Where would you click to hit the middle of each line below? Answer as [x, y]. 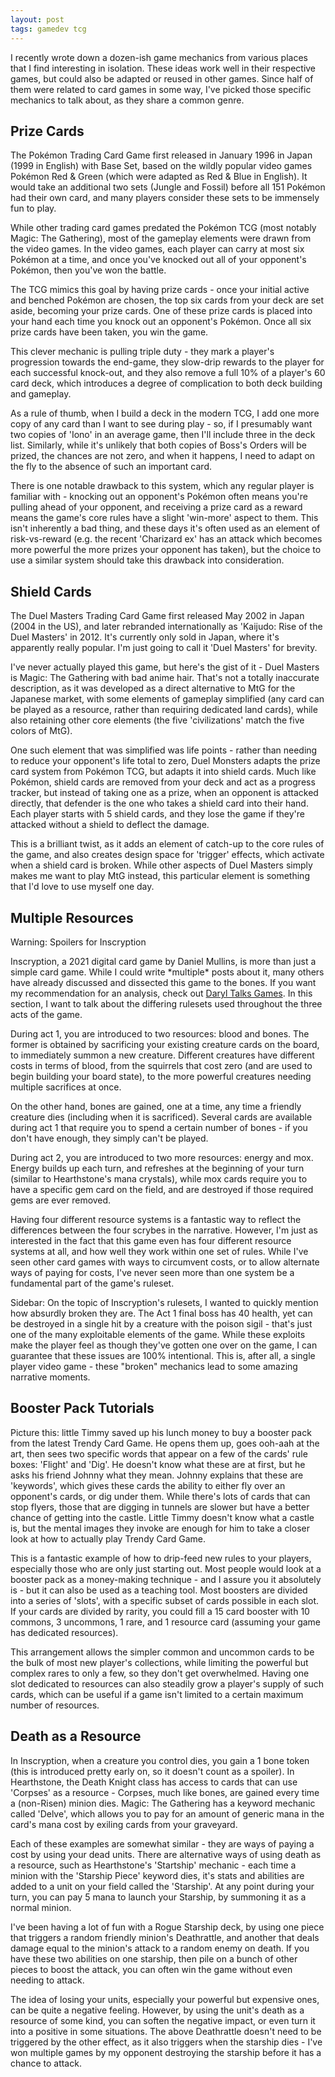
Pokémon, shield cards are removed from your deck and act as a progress [163, 782]
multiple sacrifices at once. [66, 1087]
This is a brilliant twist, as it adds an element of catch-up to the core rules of [167, 844]
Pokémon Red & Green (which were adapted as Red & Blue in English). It [159, 177]
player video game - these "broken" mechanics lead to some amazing [154, 1366]
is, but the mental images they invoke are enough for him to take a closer [160, 1528]
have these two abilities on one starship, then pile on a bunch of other [154, 1958]
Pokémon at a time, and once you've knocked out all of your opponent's [158, 260]
